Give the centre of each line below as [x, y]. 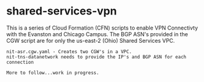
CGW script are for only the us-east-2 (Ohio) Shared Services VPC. [91, 40]
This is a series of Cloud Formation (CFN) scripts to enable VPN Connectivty [102, 28]
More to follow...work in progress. [53, 73]
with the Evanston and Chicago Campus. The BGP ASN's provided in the [97, 34]
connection [20, 62]
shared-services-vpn [62, 11]
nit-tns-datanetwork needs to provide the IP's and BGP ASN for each [97, 57]
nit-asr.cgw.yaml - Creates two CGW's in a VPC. [69, 52]
